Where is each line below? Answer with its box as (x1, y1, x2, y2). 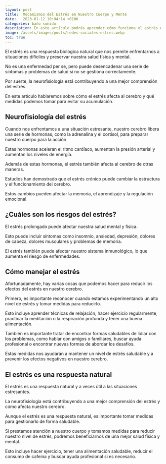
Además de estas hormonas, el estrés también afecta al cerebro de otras (5, 161, 154, 167)
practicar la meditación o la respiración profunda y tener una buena (5, 316, 142, 322)
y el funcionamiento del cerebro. (5, 181, 72, 187)
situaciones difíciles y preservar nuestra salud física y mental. (5, 54, 131, 59)
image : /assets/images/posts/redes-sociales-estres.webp (5, 30, 125, 35)
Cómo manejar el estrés (5, 267, 80, 276)
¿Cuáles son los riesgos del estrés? (5, 210, 117, 219)
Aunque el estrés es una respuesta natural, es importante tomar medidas (5, 413, 154, 419)
